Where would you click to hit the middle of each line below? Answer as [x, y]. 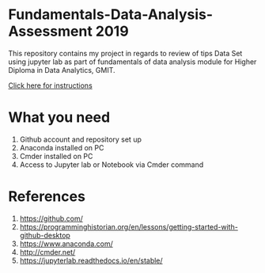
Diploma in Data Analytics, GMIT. [62, 70]
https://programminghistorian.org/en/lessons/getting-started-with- [129, 226]
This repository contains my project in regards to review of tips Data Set [125, 53]
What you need [59, 118]
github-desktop [45, 235]
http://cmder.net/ [47, 252]
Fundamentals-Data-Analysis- [111, 15]
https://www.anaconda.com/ [66, 244]
